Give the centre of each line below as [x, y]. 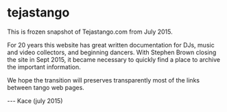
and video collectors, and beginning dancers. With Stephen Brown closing [112, 52]
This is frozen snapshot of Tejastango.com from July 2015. [90, 32]
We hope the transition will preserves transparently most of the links [104, 80]
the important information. [44, 67]
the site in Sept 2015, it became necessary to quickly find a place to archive [114, 59]
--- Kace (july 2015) [35, 100]
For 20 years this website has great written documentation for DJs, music [111, 45]
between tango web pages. [46, 87]
